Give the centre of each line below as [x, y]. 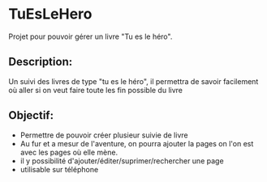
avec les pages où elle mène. [69, 152]
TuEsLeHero [50, 14]
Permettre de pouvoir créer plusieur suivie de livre [104, 135]
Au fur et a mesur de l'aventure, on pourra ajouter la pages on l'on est [137, 143]
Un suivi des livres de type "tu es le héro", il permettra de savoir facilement [133, 81]
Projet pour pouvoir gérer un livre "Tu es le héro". [90, 36]
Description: [41, 62]
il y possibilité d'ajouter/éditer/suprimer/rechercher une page [122, 161]
